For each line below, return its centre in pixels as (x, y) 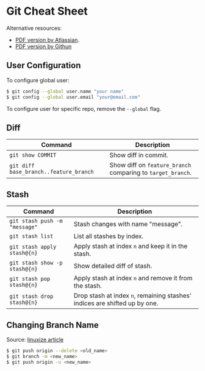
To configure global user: (38, 80)
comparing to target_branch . (151, 173)
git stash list (31, 236)
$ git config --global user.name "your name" (65, 91)
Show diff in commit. (139, 155)
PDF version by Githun (43, 46)
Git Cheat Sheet (47, 11)
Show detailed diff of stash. (113, 266)
